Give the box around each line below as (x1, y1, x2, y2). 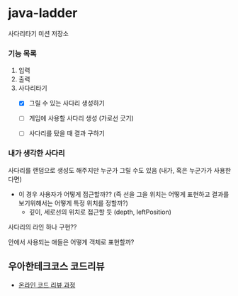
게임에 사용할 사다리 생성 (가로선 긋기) (28, 114, 134, 123)
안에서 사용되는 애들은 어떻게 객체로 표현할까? (8, 237, 135, 246)
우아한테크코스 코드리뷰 (8, 261, 105, 273)
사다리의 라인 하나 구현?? (8, 222, 77, 231)
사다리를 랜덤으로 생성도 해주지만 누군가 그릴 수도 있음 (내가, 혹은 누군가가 (8, 166, 212, 174)
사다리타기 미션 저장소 (8, 29, 69, 38)
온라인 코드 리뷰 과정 (18, 280, 76, 289)
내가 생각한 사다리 (8, 149, 66, 159)
